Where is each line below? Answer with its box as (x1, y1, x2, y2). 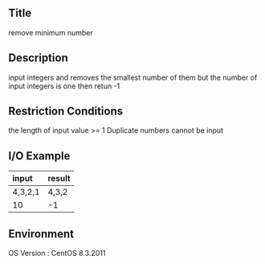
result (47, 173, 71, 184)
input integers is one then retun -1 (8, 80, 120, 91)
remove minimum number (8, 27, 94, 37)
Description (8, 52, 68, 65)
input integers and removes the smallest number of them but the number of (8, 72, 258, 82)
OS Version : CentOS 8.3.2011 (8, 249, 106, 258)
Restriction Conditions (8, 105, 124, 118)
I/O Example (8, 149, 71, 163)
